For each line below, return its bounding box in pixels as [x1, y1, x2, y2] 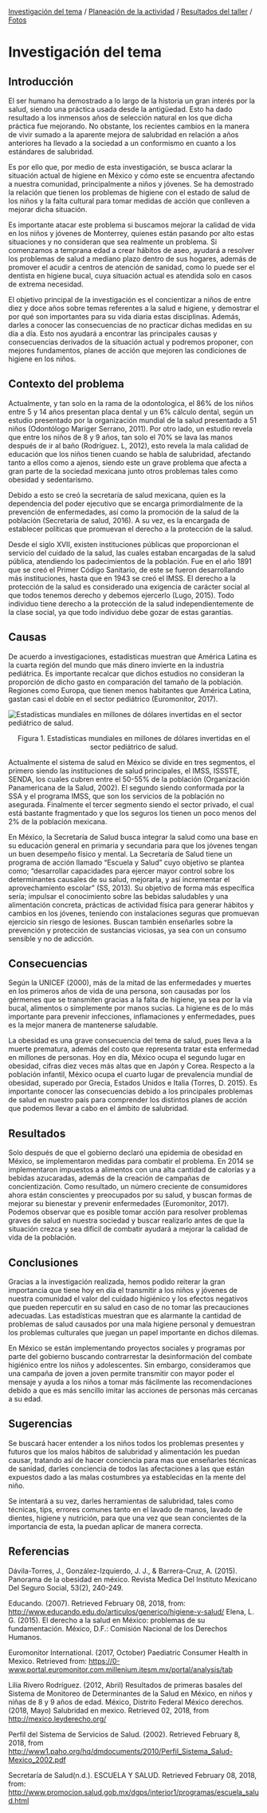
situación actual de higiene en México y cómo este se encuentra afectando [8, 171, 255, 180]
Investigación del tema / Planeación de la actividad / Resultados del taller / [8, 7, 253, 16]
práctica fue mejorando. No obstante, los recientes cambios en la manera [8, 121, 249, 131]
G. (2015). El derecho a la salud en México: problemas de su [8, 1615, 206, 1625]
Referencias [8, 1545, 70, 1559]
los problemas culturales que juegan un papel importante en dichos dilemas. [8, 1328, 259, 1338]
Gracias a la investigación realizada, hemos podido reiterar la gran [8, 1277, 226, 1287]
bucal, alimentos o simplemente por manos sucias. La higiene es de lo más [8, 1003, 254, 1013]
